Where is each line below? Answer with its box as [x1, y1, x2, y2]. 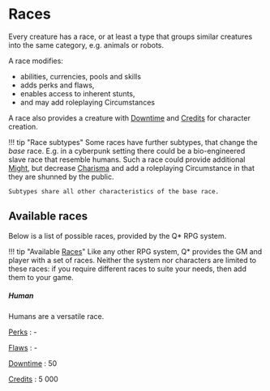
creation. [8, 121, 38, 131]
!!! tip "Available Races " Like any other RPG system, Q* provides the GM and [8, 246, 263, 256]
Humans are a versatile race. [8, 311, 105, 321]
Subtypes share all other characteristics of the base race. [8, 187, 220, 195]
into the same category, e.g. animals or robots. [8, 40, 165, 49]
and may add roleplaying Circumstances [19, 97, 156, 107]
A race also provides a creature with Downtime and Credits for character [8, 113, 251, 122]
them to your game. [8, 272, 75, 282]
